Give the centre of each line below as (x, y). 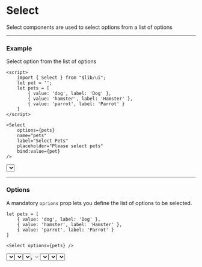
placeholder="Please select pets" (60, 146)
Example (19, 48)
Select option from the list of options (51, 61)
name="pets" (32, 136)
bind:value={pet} (39, 152)
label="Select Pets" (43, 141)
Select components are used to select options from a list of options (89, 27)
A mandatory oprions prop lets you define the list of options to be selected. (99, 203)
